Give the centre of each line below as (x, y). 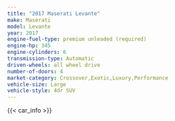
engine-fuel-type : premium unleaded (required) (77, 39)
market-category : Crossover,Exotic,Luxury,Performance (88, 78)
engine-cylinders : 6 (37, 53)
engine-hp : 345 (29, 46)
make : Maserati (29, 20)
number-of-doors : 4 (35, 71)
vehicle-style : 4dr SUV (42, 91)
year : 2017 (23, 33)
